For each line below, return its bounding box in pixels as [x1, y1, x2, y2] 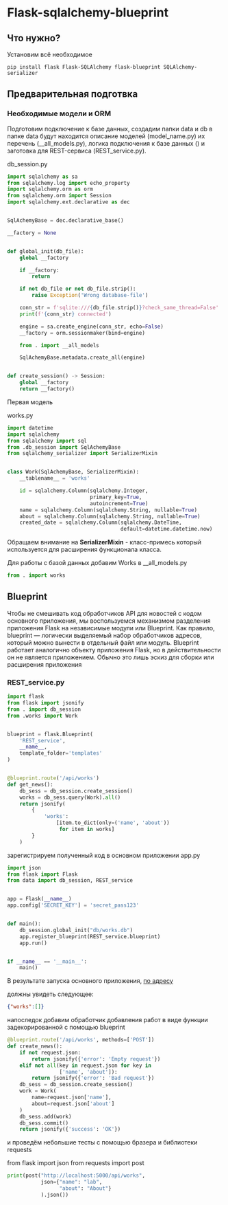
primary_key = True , [90, 494, 142, 500]
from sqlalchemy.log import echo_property [7, 179, 130, 186]
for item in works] [59, 826, 115, 833]
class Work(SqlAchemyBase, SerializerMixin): [7, 469, 139, 476]
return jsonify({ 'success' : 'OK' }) [19, 1126, 121, 1133]
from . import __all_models [19, 342, 99, 349]
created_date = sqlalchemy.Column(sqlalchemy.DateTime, [19, 519, 183, 527]
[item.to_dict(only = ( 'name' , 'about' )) [55, 819, 170, 826]
